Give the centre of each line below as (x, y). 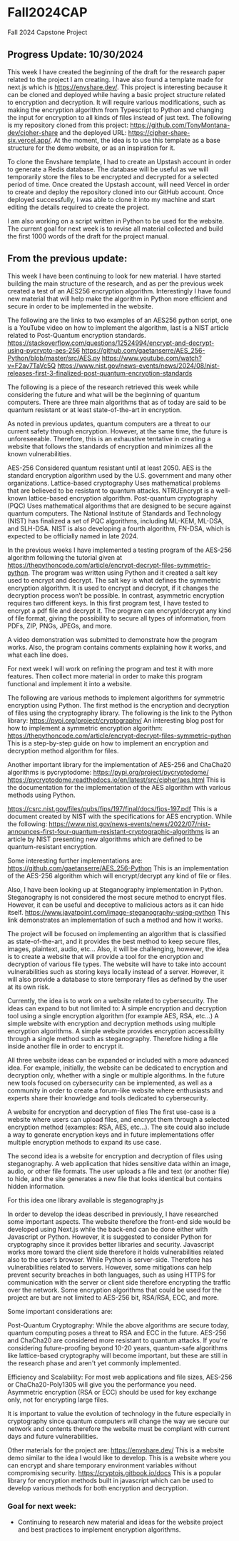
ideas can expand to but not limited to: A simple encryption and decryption (117, 1008)
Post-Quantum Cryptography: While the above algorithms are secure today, (118, 1325)
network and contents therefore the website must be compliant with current (118, 1428)
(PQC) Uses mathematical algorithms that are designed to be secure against (119, 506)
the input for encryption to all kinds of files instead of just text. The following (119, 117)
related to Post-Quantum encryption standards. (77, 335)
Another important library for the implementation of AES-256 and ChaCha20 (119, 764)
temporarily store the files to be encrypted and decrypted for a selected (113, 176)
